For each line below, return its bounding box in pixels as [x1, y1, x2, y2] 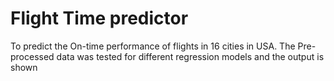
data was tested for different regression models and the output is [56, 50, 325, 62]
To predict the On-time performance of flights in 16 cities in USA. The [10, 40, 296, 52]
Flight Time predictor [10, 7, 189, 30]
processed [10, 50, 55, 62]
